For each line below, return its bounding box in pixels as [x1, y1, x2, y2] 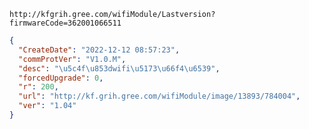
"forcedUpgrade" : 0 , [18, 73, 104, 83]
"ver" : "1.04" [18, 101, 77, 111]
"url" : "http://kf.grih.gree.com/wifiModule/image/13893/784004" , [18, 91, 301, 102]
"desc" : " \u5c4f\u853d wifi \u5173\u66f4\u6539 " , [18, 63, 221, 74]
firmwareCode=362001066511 [9, 18, 122, 28]
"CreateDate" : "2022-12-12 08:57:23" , [18, 45, 181, 55]
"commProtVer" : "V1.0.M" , [18, 54, 127, 64]
